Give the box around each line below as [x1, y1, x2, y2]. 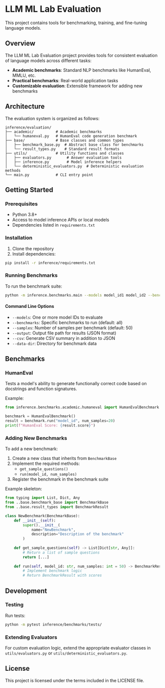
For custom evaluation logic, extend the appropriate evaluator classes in [5, 645, 151, 651]
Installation [5, 234, 33, 241]
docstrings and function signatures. [5, 386, 77, 392]
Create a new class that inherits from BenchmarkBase [12, 456, 117, 461]
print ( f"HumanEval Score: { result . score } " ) [5, 423, 96, 428]
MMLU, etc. [12, 72, 36, 78]
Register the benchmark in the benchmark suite [12, 476, 109, 482]
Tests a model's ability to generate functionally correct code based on [5, 381, 147, 387]
